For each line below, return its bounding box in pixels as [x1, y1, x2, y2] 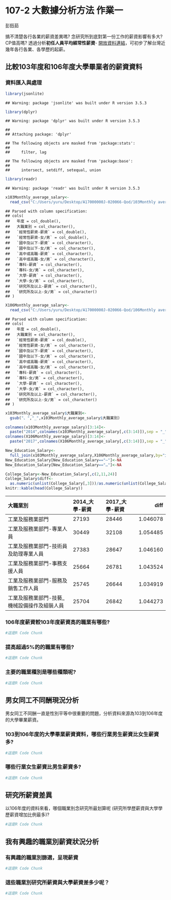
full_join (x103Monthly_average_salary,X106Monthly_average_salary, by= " [10, 453, 165, 458]
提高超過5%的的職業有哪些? [5, 643, 74, 651]
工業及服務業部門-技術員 [8, 543, 68, 549]
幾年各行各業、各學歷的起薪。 [5, 46, 68, 52]
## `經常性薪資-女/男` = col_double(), [5, 235, 89, 240]
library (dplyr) [5, 109, 38, 114]
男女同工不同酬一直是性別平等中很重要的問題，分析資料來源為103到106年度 [5, 710, 163, 717]
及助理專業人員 [8, 550, 44, 557]
